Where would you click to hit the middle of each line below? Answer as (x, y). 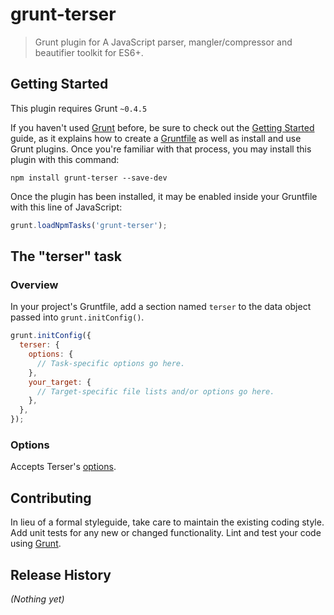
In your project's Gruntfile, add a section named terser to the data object (161, 307)
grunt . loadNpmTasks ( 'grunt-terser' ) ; (89, 225)
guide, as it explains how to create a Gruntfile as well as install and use (156, 138)
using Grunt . (36, 544)
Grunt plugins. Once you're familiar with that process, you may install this (161, 149)
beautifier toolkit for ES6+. (89, 52)
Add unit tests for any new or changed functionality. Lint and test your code (166, 533)
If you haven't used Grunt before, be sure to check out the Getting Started (162, 127)
